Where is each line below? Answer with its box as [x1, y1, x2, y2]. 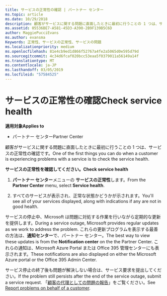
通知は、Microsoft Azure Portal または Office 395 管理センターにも [18, 245, 155, 251]
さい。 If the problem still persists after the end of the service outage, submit [5, 273, 162, 279]
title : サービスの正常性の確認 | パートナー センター [5, 7, 104, 12]
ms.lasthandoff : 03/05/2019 [5, 68, 64, 73]
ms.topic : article [5, 12, 43, 17]
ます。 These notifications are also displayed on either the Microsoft [18, 251, 157, 257]
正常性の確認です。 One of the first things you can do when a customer [13, 150, 158, 156]
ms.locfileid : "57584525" [5, 72, 59, 77]
